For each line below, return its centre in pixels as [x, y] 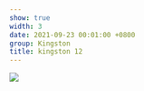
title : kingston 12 [46, 52]
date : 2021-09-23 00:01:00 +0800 [72, 35]
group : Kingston [40, 43]
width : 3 [26, 26]
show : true [30, 18]
